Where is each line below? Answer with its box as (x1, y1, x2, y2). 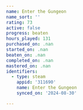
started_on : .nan (6, 47, 49, 53)
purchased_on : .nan (6, 42, 54, 47)
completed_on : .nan (6, 57, 54, 63)
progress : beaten (6, 30, 49, 36)
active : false (6, 25, 41, 31)
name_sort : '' (6, 14, 41, 20)
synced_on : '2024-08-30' (16, 90, 77, 96)
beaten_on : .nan (6, 52, 46, 58)
